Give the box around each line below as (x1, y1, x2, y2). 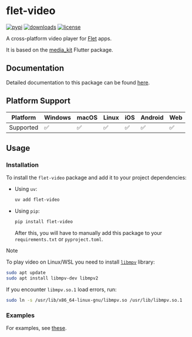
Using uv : (14, 186, 38, 193)
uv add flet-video (14, 197, 60, 203)
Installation (6, 160, 39, 168)
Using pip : (14, 207, 40, 215)
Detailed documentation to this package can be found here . (6, 79, 150, 86)
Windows (43, 113, 72, 122)
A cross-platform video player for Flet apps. (6, 35, 112, 42)
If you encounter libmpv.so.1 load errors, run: (6, 286, 117, 293)
